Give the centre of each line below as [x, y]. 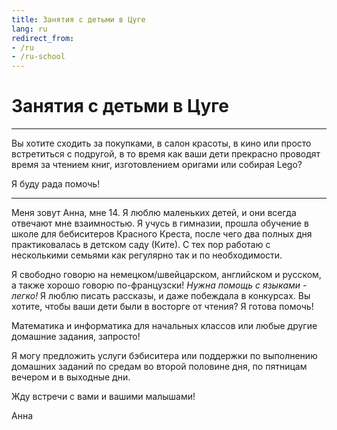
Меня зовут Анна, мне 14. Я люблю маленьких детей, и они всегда [154, 213]
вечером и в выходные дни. [71, 377]
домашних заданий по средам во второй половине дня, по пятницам [159, 367]
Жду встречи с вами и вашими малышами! [103, 397]
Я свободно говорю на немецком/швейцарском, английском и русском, [166, 275]
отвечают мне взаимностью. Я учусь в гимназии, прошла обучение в [160, 223]
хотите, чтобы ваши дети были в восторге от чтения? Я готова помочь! [162, 307]
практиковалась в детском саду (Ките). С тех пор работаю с [141, 245]
